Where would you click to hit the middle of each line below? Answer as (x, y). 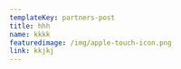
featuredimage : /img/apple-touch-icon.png (90, 43)
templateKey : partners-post (62, 17)
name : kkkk (30, 34)
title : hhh (30, 26)
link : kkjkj (32, 51)
